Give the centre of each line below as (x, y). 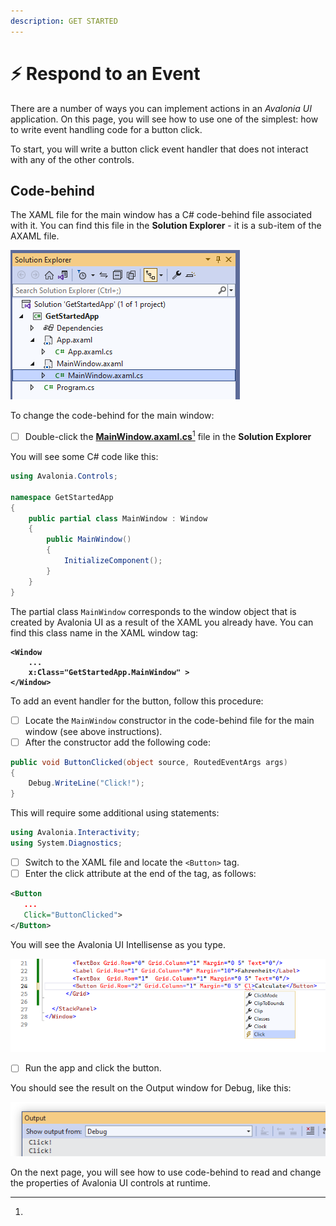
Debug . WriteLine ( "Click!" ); (86, 783)
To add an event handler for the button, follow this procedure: (137, 701)
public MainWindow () (89, 540)
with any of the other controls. (72, 159)
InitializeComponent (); (113, 561)
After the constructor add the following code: (117, 742)
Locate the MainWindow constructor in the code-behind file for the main (169, 720)
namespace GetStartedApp (62, 497)
